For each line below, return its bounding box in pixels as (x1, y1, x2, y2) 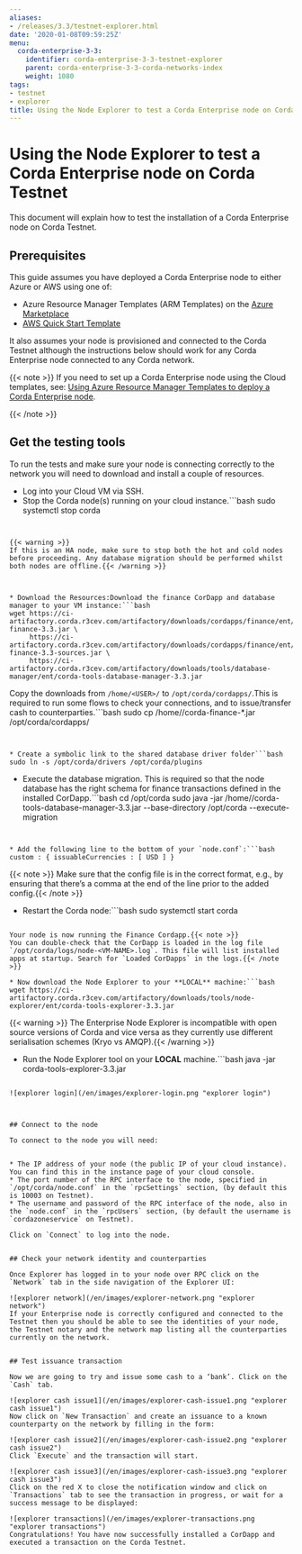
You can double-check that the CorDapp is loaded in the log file (9, 938, 263, 947)
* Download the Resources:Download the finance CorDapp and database (9, 593, 276, 602)
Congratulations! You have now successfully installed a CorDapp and (9, 1530, 276, 1539)
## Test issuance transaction (9, 1357, 123, 1366)
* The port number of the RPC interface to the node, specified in (9, 1175, 268, 1185)
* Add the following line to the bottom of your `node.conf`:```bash (9, 844, 276, 854)
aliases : (9, 13, 42, 23)
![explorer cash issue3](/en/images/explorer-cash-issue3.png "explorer (9, 1467, 288, 1476)
